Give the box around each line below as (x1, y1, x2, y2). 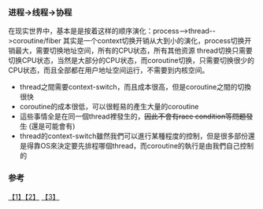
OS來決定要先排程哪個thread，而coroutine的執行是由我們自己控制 (40, 141, 254, 151)
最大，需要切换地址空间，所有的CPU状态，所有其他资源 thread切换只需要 (14, 46, 254, 56)
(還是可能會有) (28, 122, 76, 131)
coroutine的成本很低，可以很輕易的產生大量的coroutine (19, 102, 199, 112)
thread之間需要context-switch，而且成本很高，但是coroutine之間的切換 (19, 82, 252, 92)
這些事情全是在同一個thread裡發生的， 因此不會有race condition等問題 (19, 112, 246, 121)
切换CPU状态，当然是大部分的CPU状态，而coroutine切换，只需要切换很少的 (8, 56, 254, 65)
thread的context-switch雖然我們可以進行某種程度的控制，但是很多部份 (19, 131, 248, 141)
